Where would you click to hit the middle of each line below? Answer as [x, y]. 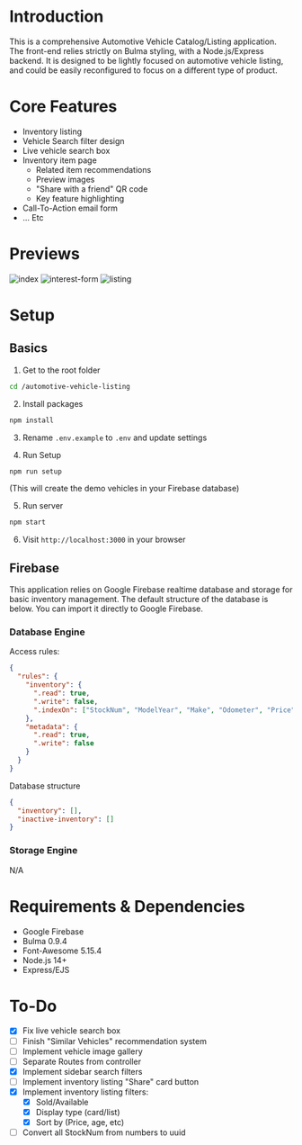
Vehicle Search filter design [73, 140]
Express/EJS [46, 969]
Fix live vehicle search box [71, 1031]
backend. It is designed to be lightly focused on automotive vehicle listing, [147, 60]
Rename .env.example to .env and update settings [115, 437]
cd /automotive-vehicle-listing [70, 386]
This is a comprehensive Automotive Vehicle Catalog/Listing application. [143, 41]
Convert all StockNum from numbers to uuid [104, 1132]
